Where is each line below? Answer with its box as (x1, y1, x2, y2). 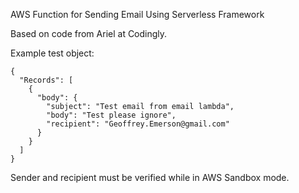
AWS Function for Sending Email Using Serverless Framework (10, 9, 265, 20)
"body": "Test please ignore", (46, 110, 177, 120)
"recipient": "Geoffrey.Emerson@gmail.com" (46, 119, 230, 129)
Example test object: (10, 47, 95, 59)
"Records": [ (19, 75, 74, 85)
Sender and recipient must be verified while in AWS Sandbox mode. (10, 172, 290, 183)
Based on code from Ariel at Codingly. (10, 28, 168, 39)
